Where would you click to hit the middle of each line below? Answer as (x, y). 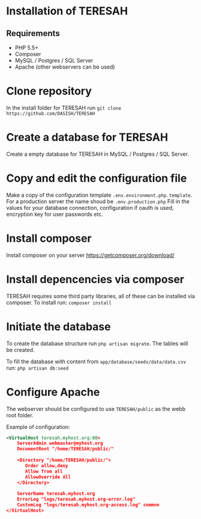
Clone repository (49, 91)
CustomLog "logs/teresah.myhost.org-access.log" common (88, 505)
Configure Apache (53, 392)
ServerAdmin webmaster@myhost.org (60, 443)
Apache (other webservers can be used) (65, 67)
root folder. (20, 415)
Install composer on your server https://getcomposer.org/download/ (91, 255)
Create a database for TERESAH (87, 137)
